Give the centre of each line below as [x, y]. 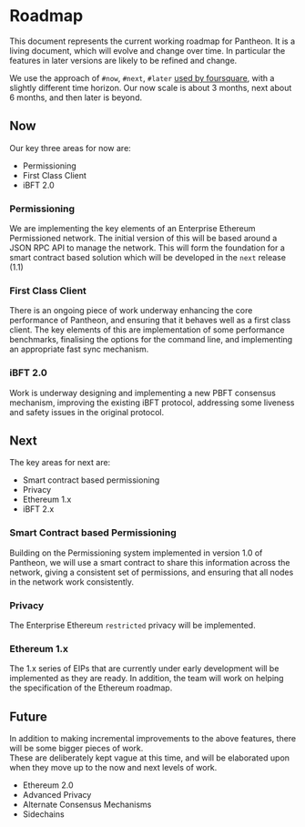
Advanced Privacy [57, 795]
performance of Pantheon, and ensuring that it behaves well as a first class [150, 321]
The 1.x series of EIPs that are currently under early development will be [144, 669]
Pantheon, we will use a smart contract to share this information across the [150, 562]
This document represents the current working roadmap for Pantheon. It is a [152, 41]
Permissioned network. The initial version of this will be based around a [143, 239]
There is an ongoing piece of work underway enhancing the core [131, 311]
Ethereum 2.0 [48, 785]
